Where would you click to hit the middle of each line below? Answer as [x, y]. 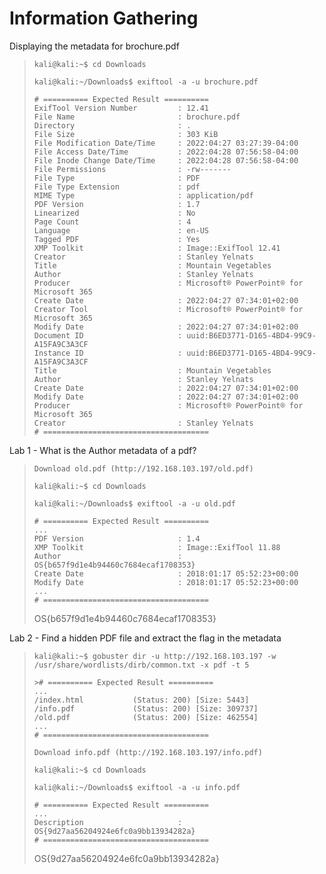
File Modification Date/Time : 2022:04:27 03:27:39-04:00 [166, 143]
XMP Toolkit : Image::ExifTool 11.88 [157, 547]
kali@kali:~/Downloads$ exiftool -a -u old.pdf [134, 503]
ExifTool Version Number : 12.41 [121, 108]
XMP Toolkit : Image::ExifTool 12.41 [157, 248]
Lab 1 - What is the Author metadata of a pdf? [103, 450]
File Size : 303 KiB [126, 134]
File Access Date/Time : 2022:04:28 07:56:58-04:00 [166, 152]
